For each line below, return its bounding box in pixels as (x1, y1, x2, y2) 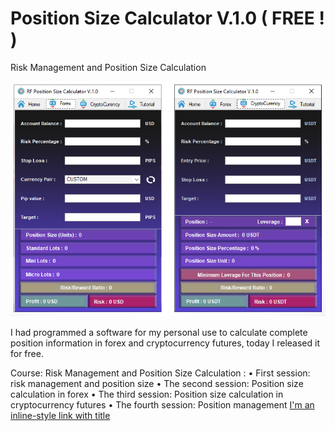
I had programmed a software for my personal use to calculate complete (10, 327, 308, 339)
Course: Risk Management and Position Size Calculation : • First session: (10, 367, 311, 379)
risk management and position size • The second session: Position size (10, 378, 304, 390)
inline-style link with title (10, 410, 111, 422)
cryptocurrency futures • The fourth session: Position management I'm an (10, 399, 315, 411)
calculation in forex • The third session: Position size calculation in (10, 388, 284, 401)
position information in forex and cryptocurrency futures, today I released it (10, 337, 320, 349)
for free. (10, 348, 44, 360)
